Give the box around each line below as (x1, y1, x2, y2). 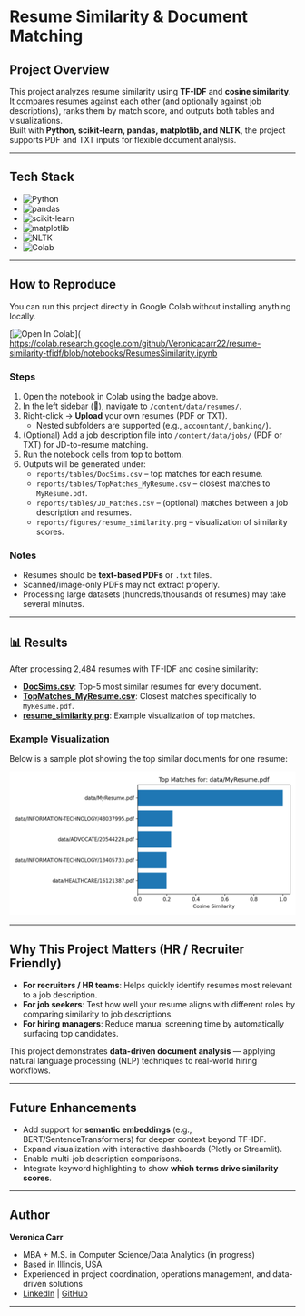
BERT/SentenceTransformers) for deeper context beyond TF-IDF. (22, 1133, 267, 1144)
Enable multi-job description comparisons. (22, 1153, 182, 1164)
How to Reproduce (9, 277, 116, 292)
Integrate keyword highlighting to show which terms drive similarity (22, 1162, 279, 1173)
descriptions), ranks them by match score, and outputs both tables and (9, 106, 275, 116)
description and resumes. (35, 507, 133, 518)
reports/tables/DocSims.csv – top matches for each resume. (35, 468, 263, 479)
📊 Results (9, 634, 68, 650)
